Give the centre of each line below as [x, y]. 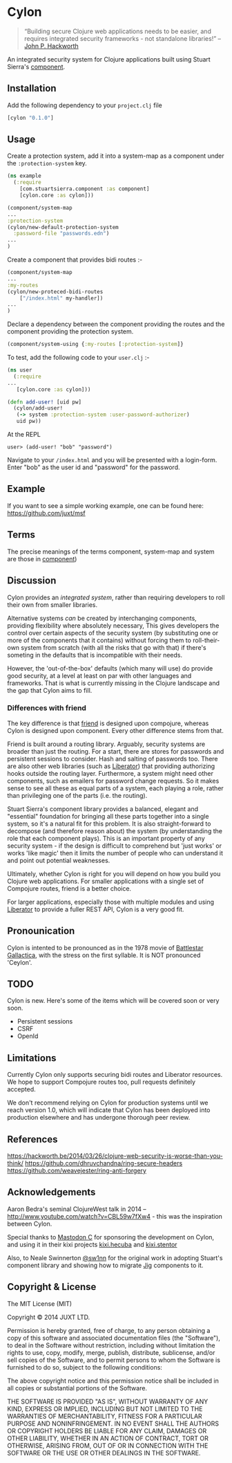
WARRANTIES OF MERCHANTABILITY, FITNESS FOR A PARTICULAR [105, 1416]
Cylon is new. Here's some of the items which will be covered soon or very [113, 1001]
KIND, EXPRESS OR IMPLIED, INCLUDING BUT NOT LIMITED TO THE [105, 1408]
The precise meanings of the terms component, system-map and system [111, 552]
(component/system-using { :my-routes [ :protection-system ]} [96, 344]
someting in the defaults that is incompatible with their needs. [95, 655]
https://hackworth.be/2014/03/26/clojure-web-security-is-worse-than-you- [115, 1156]
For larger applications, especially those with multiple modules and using [111, 902]
